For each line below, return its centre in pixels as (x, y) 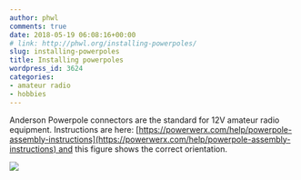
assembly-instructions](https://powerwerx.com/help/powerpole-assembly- (150, 139)
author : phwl (34, 18)
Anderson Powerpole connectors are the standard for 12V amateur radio (145, 120)
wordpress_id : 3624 (46, 69)
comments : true (38, 26)
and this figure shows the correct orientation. (143, 149)
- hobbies (28, 94)
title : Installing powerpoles (67, 60)
